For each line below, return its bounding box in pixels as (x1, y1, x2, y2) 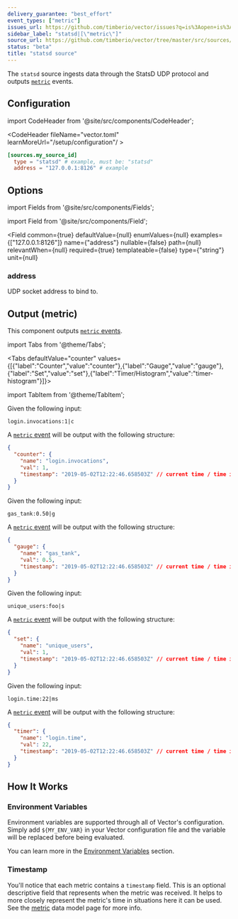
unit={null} (7, 254, 39, 262)
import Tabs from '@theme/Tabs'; (7, 340, 106, 349)
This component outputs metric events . (7, 327, 123, 335)
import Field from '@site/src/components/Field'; (7, 217, 148, 226)
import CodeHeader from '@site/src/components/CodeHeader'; (7, 116, 194, 125)
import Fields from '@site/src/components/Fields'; (7, 203, 154, 212)
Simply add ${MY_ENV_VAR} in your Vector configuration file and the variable (7, 825, 226, 834)
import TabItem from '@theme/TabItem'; (7, 391, 125, 399)
